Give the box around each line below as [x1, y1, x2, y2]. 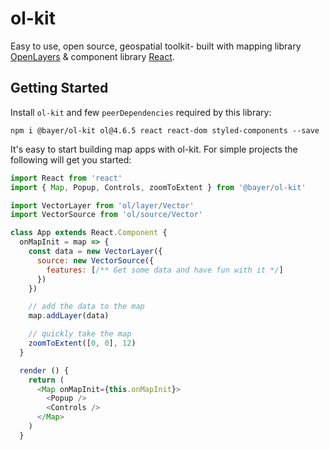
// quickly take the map [28, 329, 132, 339]
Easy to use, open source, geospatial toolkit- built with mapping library [10, 40, 302, 52]
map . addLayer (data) [28, 311, 110, 321]
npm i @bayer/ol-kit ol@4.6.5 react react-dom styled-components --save [10, 125, 320, 136]
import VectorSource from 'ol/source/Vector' [10, 210, 203, 220]
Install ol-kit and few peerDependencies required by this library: [10, 106, 272, 118]
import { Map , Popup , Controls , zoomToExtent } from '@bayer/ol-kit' [10, 182, 307, 192]
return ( [28, 375, 65, 385]
